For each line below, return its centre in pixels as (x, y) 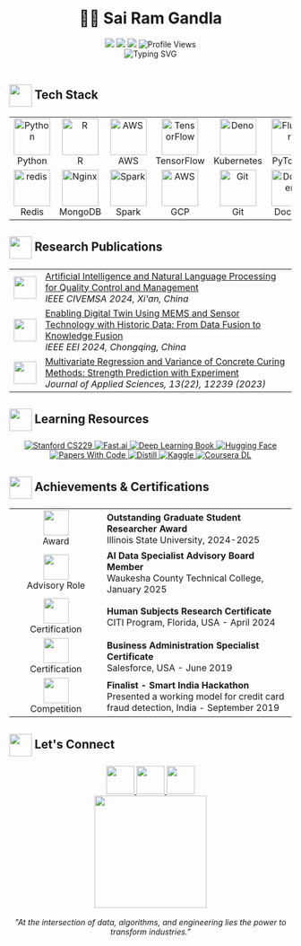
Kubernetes (238, 161)
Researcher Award (147, 529)
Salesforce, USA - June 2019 (170, 668)
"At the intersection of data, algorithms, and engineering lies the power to (150, 922)
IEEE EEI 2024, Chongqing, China (116, 346)
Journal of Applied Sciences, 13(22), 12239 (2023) (155, 383)
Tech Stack (66, 95)
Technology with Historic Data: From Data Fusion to (153, 324)
